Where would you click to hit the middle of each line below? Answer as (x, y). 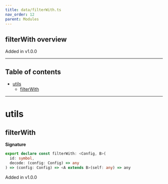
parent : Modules (22, 19)
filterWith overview (36, 39)
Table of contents (33, 72)
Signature (16, 144)
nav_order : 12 (20, 14)
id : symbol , (22, 158)
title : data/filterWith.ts (33, 10)
